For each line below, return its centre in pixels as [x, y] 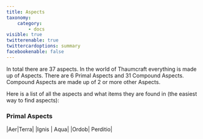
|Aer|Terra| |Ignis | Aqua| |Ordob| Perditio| [60, 129]
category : [30, 23]
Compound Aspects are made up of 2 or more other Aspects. [83, 82]
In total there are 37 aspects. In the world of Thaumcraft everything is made [102, 69]
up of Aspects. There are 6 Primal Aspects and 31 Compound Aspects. [95, 75]
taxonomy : [19, 18]
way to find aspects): [33, 100]
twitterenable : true [33, 40]
